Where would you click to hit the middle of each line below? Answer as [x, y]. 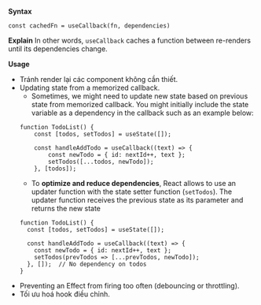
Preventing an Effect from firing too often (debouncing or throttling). [129, 286]
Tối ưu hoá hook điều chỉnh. [64, 294]
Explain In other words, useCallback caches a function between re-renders [130, 40]
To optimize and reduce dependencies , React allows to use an [134, 183]
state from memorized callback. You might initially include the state [140, 104]
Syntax [20, 11]
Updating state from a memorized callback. [90, 87]
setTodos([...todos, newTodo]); [101, 162]
